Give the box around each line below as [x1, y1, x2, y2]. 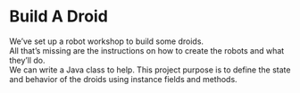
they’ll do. [9, 55, 46, 65]
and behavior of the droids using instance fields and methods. [9, 73, 238, 84]
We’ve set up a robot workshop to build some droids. [9, 36, 204, 46]
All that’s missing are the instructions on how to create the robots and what [9, 45, 285, 55]
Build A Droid [9, 6, 109, 27]
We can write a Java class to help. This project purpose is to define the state [9, 64, 291, 75]
